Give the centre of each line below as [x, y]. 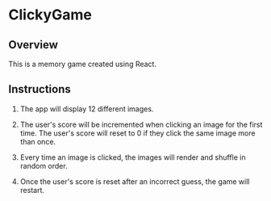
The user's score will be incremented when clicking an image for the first [141, 124]
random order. [44, 165]
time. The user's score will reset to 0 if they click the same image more [138, 133]
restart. [32, 190]
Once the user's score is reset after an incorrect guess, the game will [135, 181]
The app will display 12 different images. [87, 109]
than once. [38, 141]
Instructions [40, 89]
